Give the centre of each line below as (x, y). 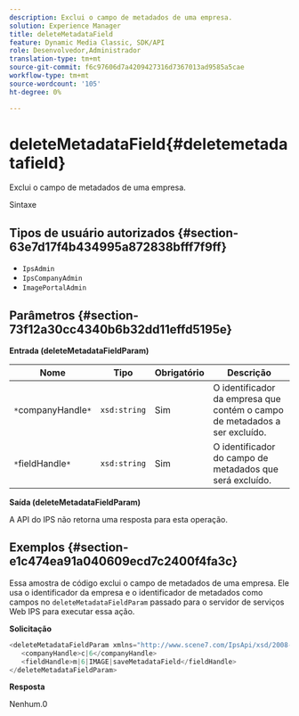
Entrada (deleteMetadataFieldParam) (79, 351)
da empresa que (247, 399)
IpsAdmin (38, 269)
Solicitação (30, 629)
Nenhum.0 (28, 704)
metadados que (246, 469)
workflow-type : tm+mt (49, 76)
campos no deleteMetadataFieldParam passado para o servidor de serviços (147, 602)
